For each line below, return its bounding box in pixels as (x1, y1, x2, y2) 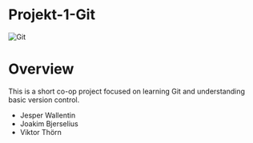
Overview (8, 60, 74, 78)
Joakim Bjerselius (19, 118, 78, 129)
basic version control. (8, 94, 80, 105)
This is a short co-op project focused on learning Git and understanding (8, 86, 246, 96)
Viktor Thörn (19, 127, 62, 137)
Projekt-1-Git (8, 6, 96, 24)
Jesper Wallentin (19, 110, 76, 120)
